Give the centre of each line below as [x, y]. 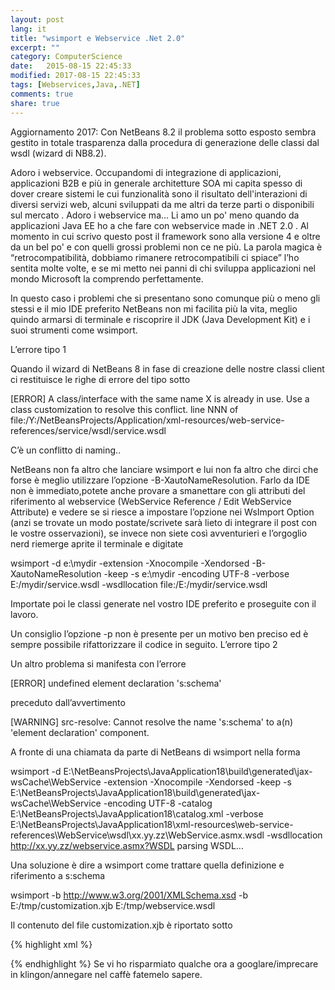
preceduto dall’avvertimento [68, 702]
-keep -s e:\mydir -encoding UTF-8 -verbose [196, 573]
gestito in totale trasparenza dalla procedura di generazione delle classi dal [165, 142]
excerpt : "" [35, 47]
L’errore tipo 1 [38, 349]
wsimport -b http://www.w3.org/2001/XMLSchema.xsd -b [129, 895]
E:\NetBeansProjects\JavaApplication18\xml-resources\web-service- [152, 824]
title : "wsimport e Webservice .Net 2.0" [98, 38]
